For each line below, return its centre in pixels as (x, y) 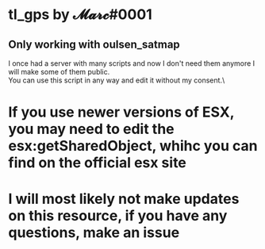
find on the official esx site (97, 163)
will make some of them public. (59, 72)
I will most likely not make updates (124, 199)
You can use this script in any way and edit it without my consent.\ (117, 80)
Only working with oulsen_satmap (94, 44)
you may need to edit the (91, 129)
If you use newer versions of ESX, (121, 112)
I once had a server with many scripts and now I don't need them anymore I (132, 63)
